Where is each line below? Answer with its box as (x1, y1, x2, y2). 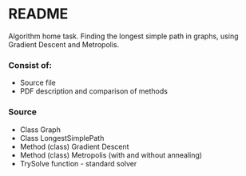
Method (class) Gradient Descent (19, 142, 129, 151)
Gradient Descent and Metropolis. (8, 39, 120, 49)
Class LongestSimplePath (19, 133, 105, 142)
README (8, 5, 69, 23)
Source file (19, 78, 56, 88)
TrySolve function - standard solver (19, 158, 137, 168)
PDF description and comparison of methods (19, 86, 168, 96)
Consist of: (8, 59, 52, 70)
